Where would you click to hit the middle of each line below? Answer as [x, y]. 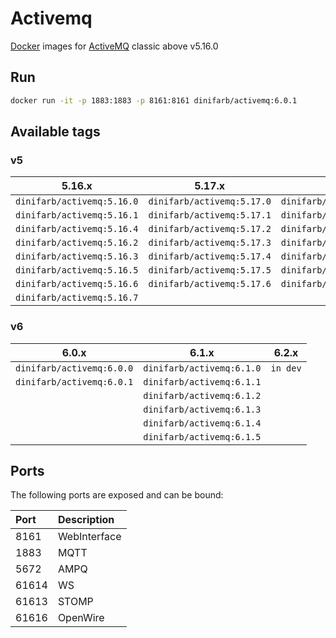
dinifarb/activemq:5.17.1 [210, 215]
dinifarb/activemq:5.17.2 [210, 229]
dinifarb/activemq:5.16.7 [77, 298]
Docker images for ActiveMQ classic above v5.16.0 [114, 46]
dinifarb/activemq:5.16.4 [77, 229]
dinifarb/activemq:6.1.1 [202, 381]
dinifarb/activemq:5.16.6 [77, 284]
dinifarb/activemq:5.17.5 [210, 270]
